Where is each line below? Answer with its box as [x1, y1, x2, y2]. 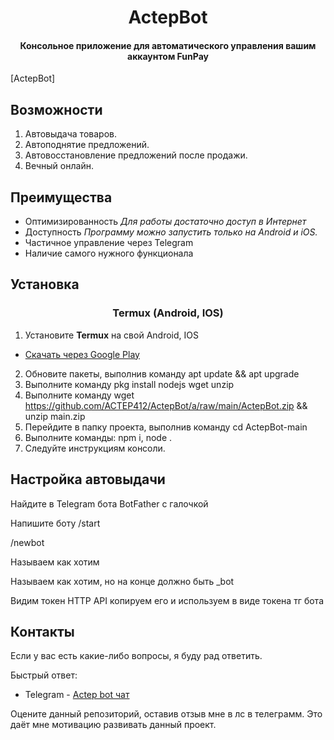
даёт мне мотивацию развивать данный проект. [10, 719, 217, 731]
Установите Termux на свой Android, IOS [24, 329, 199, 341]
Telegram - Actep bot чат [24, 689, 130, 701]
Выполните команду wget [24, 389, 135, 401]
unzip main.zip [24, 410, 86, 422]
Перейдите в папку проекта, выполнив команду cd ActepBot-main [24, 421, 308, 433]
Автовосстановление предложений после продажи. [24, 149, 248, 161]
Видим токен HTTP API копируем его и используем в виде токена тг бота [10, 594, 325, 606]
